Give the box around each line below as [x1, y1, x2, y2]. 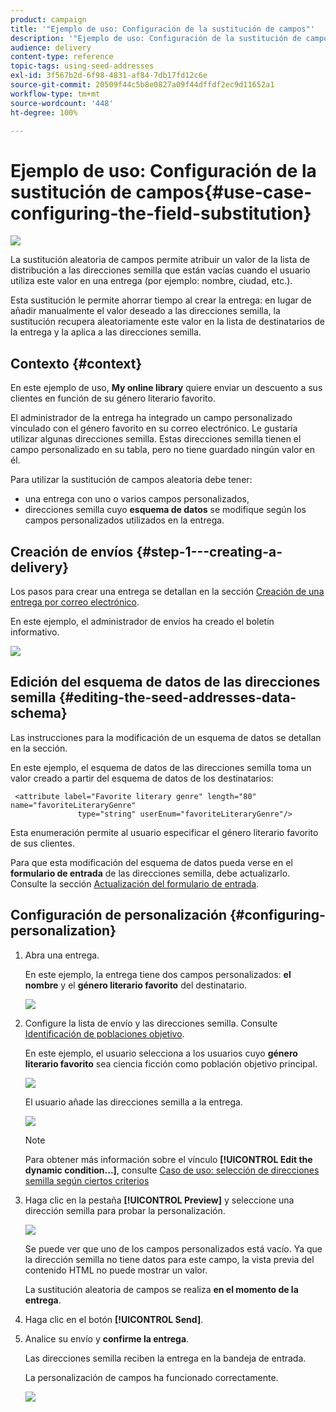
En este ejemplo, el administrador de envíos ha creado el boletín [10, 615, 275, 627]
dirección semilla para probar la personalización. [24, 1204, 226, 1216]
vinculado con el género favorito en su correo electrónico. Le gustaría [10, 422, 298, 435]
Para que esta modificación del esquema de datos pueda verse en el [10, 856, 293, 868]
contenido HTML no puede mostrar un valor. [24, 1264, 208, 1276]
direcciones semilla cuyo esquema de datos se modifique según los [24, 504, 307, 516]
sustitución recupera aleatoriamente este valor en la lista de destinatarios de [10, 316, 325, 328]
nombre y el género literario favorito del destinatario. [24, 979, 248, 991]
